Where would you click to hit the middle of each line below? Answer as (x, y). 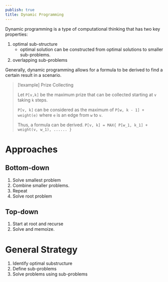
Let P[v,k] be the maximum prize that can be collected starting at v (87, 95)
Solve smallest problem (37, 180)
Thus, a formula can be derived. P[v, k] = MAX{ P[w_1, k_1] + (82, 125)
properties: (17, 34)
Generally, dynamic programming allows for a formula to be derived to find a (84, 70)
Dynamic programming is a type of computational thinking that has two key (83, 29)
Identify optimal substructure (42, 263)
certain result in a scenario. (33, 75)
